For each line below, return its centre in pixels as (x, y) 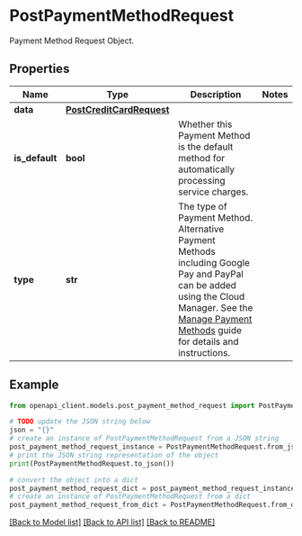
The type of (203, 206)
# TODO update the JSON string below (80, 422)
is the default (206, 147)
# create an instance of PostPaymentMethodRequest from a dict (130, 496)
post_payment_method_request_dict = (78, 488)
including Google (214, 262)
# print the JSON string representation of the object (114, 455)
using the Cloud (212, 296)
